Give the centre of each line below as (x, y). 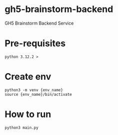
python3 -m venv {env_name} (34, 90)
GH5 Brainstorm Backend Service (39, 23)
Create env (28, 77)
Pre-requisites (35, 43)
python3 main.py (21, 127)
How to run (28, 114)
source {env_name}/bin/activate (38, 94)
